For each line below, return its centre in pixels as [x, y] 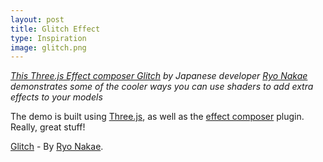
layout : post [37, 19]
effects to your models [56, 97]
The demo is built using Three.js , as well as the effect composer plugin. [157, 117]
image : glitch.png [48, 47]
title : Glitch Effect [55, 29]
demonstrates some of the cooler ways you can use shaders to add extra [162, 87]
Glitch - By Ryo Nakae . [57, 147]
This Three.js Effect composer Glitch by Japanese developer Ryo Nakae [159, 76]
